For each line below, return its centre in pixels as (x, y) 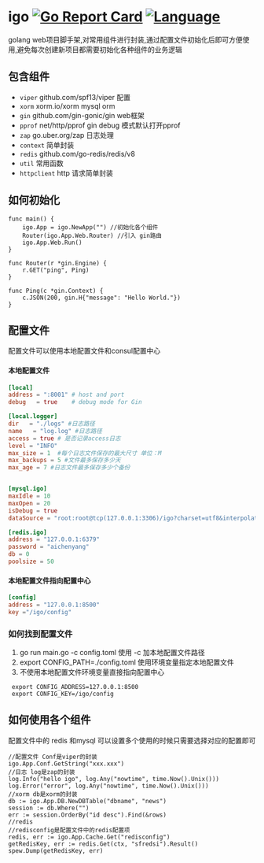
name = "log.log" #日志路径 (55, 431)
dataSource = (29, 518)
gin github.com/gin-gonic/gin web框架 (82, 115)
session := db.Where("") (49, 808)
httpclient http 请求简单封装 (66, 172)
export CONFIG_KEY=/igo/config (62, 694)
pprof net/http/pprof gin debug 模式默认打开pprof (100, 125)
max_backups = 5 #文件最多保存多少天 (64, 461)
